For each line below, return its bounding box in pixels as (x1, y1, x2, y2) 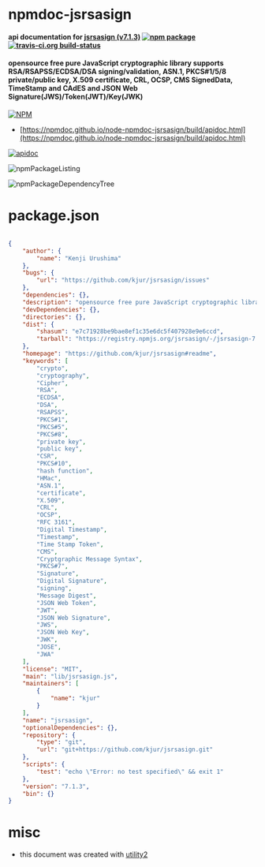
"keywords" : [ (22, 357, 69, 364)
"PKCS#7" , (36, 562, 69, 570)
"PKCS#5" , (36, 423, 69, 431)
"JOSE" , (36, 643, 62, 652)
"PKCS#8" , (36, 430, 69, 439)
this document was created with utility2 (19, 850, 148, 859)
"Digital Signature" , (36, 577, 108, 585)
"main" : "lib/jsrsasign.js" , (22, 672, 118, 680)
